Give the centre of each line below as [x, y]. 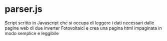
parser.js [24, 9]
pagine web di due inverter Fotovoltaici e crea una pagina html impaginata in [83, 28]
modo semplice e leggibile [32, 33]
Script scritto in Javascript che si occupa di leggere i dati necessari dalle [79, 23]
